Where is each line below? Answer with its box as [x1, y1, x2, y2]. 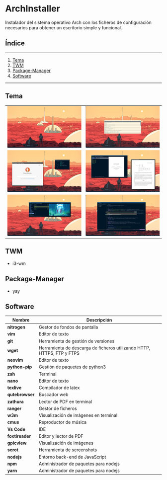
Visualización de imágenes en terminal [39, 412, 118, 418]
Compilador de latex [39, 385, 81, 391]
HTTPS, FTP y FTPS [39, 350, 80, 356]
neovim [7, 357, 23, 363]
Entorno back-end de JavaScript [39, 454, 106, 460]
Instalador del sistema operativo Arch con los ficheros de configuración [5, 19, 152, 25]
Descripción [86, 317, 112, 323]
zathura [7, 399, 24, 404]
